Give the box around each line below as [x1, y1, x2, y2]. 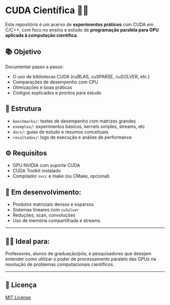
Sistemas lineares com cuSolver [12, 207, 79, 213]
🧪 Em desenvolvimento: [5, 188, 81, 196]
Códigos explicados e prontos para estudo [12, 89, 102, 96]
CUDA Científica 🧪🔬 [5, 5, 89, 16]
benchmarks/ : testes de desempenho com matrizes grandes [12, 118, 136, 124]
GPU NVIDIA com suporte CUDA [12, 162, 80, 168]
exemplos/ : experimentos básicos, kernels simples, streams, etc [12, 123, 145, 129]
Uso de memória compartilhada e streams [12, 218, 100, 224]
